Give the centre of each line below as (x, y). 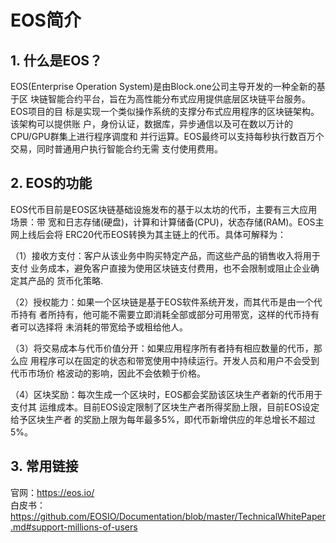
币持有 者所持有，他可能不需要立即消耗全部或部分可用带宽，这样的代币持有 (165, 314)
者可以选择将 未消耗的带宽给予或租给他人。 (99, 327)
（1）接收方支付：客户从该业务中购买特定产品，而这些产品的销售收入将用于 (165, 255)
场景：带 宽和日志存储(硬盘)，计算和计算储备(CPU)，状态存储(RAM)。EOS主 (167, 222)
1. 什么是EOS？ (56, 60)
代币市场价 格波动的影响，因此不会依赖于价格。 (108, 373)
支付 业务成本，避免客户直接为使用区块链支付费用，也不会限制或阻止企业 (160, 268)
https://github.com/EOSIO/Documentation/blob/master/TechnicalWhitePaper (168, 516)
